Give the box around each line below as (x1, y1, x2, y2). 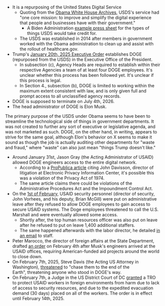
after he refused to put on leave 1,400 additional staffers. (19, 222, 135, 228)
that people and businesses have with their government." (19, 20, 135, 26)
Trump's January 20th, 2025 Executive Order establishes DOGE (12, 51, 142, 57)
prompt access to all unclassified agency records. (19, 93, 121, 99)
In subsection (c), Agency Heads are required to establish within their (19, 62, 161, 68)
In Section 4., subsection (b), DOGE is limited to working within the (19, 83, 155, 88)
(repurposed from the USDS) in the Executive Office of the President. (12, 57, 153, 62)
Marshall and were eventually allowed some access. (12, 212, 118, 217)
